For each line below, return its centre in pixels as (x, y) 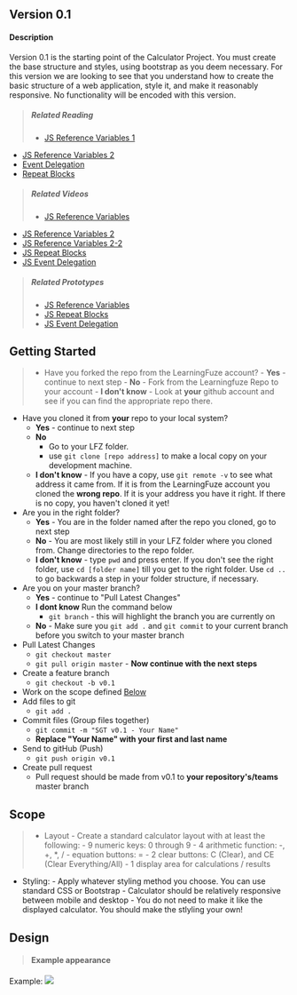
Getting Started (53, 351)
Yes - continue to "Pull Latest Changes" (108, 598)
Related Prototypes (67, 283)
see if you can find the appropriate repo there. (129, 401)
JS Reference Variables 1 (90, 138)
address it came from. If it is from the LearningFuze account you (152, 484)
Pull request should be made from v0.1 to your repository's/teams (157, 777)
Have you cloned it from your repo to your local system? (125, 418)
